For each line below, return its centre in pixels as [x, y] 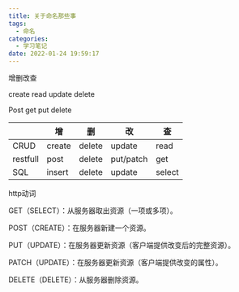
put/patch [129, 159]
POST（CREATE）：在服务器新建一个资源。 [80, 228]
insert [58, 172]
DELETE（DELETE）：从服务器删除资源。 [76, 280]
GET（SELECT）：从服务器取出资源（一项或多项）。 [93, 211]
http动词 [22, 193]
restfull [26, 159]
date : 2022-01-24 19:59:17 [54, 54]
